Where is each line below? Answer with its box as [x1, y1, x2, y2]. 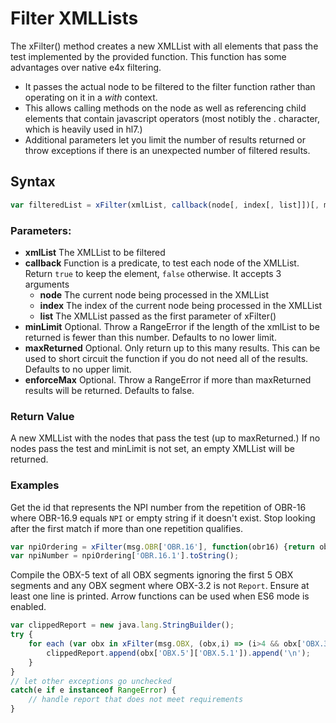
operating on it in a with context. [24, 91, 158, 103]
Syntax [10, 173, 56, 191]
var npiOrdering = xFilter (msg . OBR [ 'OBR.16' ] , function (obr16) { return [10, 542, 315, 552]
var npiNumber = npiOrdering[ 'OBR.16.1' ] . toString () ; [10, 551, 240, 561]
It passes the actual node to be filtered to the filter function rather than [24, 80, 316, 92]
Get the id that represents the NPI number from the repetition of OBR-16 [10, 501, 307, 513]
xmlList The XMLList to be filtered [24, 246, 166, 258]
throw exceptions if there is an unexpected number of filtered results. [24, 144, 311, 156]
